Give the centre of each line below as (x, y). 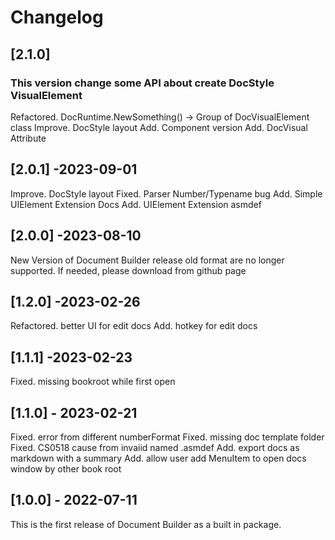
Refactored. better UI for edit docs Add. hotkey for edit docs (134, 326)
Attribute (28, 138)
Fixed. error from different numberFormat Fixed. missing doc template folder (167, 437)
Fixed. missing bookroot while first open (93, 382)
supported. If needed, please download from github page (128, 270)
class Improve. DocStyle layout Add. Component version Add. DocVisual (159, 127)
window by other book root (66, 468)
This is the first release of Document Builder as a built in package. (146, 524)
